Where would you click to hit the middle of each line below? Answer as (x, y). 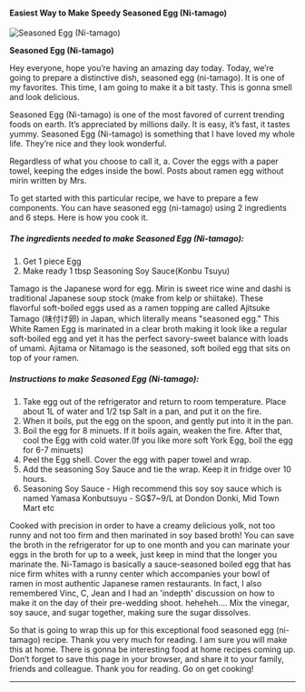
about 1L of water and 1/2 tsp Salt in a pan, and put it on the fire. (142, 411)
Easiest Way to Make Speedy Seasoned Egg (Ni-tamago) (118, 13)
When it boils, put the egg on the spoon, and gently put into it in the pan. (158, 421)
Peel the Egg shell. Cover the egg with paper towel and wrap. (137, 460)
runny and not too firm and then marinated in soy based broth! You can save (152, 536)
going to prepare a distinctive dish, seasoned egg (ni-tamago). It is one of (147, 78)
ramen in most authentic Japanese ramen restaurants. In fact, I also (136, 584)
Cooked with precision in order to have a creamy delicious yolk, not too (142, 526)
